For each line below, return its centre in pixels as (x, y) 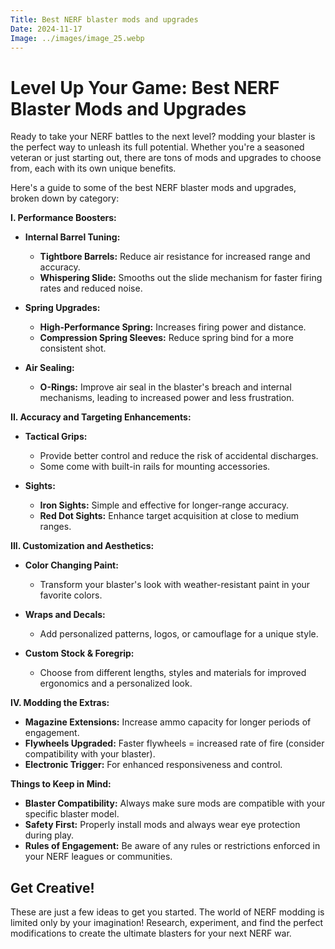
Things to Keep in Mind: (61, 784)
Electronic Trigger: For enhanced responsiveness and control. (153, 765)
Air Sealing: (49, 368)
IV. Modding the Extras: (60, 703)
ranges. (55, 527)
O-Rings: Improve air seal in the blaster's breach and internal (165, 387)
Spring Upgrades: (62, 308)
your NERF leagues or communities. (98, 857)
